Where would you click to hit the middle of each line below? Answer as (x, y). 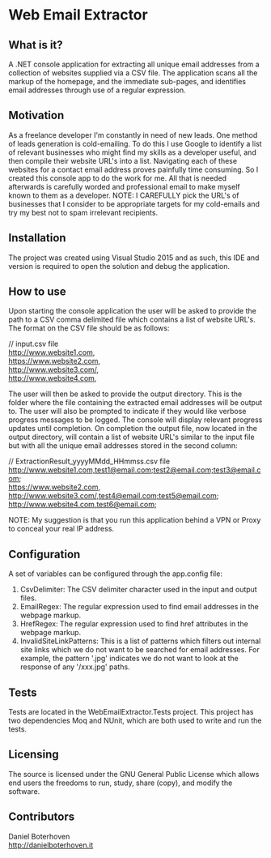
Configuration (44, 554)
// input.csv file (34, 344)
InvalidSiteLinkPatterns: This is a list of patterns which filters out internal (140, 641)
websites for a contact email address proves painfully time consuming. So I (133, 169)
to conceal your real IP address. (61, 529)
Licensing (34, 755)
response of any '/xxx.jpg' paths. (75, 667)
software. (24, 791)
